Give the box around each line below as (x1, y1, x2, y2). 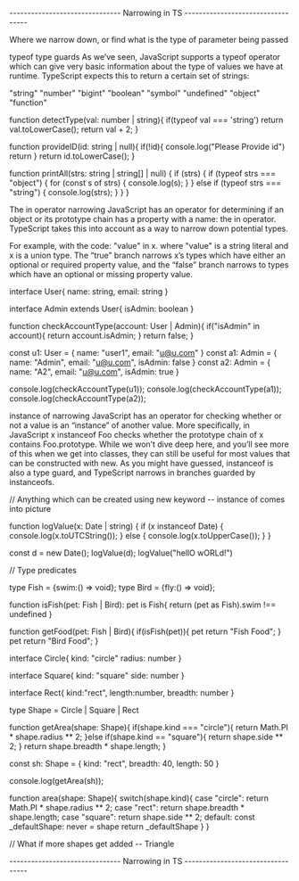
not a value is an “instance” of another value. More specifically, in (9, 420, 250, 431)
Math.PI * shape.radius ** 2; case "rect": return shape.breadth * (9, 803, 245, 812)
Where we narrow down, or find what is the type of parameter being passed (9, 35, 288, 45)
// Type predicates (9, 565, 78, 575)
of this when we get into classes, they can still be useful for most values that (9, 449, 290, 458)
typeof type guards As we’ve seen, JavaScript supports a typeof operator (9, 52, 281, 62)
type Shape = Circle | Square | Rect (9, 704, 140, 715)
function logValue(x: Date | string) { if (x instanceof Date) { (9, 521, 224, 531)
